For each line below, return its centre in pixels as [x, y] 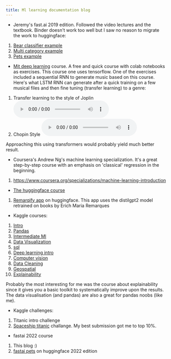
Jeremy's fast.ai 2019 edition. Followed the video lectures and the [82, 25]
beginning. [24, 170]
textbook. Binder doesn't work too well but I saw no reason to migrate [86, 30]
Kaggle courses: [30, 215]
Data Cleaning [28, 263]
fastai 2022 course [33, 335]
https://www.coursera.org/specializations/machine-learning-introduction [90, 180]
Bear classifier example [38, 45]
